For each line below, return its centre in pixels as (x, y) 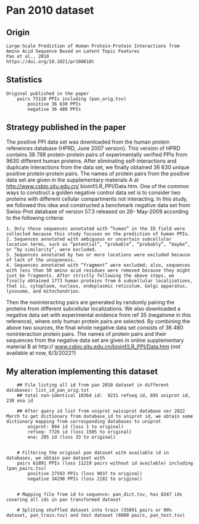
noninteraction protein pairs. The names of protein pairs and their (86, 333)
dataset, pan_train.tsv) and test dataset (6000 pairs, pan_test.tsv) (96, 516)
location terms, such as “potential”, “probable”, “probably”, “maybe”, (98, 244)
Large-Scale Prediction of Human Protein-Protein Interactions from (93, 46)
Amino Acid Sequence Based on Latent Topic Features (73, 51)
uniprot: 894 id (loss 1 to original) (76, 427)
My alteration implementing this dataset (82, 372)
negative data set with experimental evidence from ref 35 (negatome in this (99, 315)
